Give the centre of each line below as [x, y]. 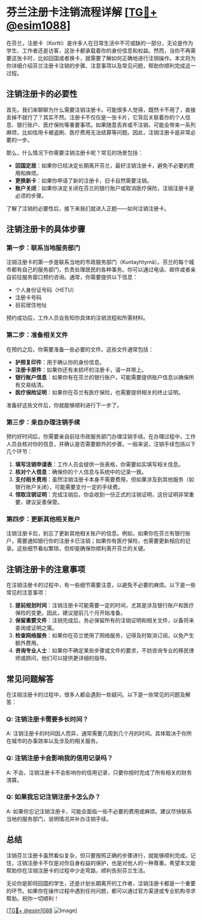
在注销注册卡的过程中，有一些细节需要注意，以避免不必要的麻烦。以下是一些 [101, 585]
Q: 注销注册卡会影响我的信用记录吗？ [60, 758]
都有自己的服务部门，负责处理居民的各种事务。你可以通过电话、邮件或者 [101, 269]
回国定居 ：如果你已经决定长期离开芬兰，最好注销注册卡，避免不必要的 [102, 165]
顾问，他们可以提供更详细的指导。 [68, 658]
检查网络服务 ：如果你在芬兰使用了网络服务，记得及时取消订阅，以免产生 [104, 635]
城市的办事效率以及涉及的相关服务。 [56, 741]
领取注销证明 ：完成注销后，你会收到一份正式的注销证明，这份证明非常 [102, 494]
